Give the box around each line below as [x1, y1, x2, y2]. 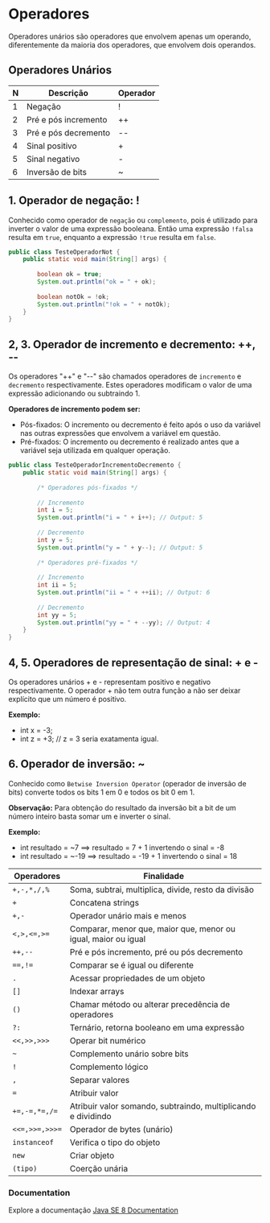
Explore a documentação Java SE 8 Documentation [8, 1205, 178, 1215]
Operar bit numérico [69, 1034, 146, 1046]
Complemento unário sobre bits [69, 1048, 189, 1059]
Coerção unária [69, 1163, 129, 1174]
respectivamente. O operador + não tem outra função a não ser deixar [8, 686, 241, 695]
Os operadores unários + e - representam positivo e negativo [8, 677, 211, 686]
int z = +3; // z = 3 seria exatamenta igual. [19, 734, 159, 744]
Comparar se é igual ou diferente [69, 960, 194, 971]
